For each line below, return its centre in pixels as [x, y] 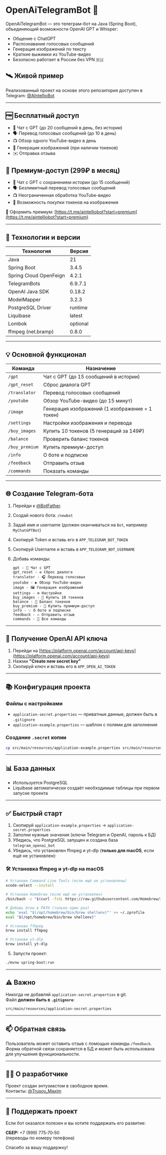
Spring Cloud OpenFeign [37, 276]
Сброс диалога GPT [67, 385]
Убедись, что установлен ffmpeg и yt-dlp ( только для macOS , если [83, 851]
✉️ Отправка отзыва [34, 153]
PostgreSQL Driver [30, 308]
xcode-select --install [30, 886]
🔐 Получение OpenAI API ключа [57, 639]
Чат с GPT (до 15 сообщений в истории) [91, 377]
